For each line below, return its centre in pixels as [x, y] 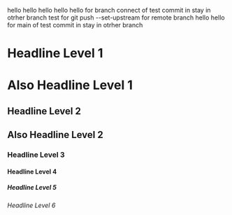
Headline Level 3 [36, 155]
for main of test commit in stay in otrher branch [75, 25]
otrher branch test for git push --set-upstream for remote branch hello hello [116, 18]
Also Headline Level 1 [70, 85]
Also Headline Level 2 [55, 135]
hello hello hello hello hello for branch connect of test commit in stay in [109, 10]
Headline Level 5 [32, 188]
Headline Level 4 [32, 172]
